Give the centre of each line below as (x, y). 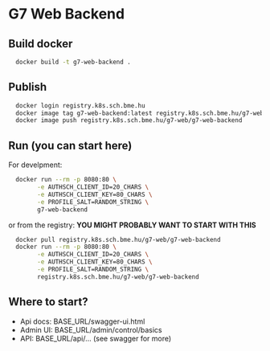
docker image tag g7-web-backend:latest (84, 113)
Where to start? (48, 302)
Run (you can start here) (70, 145)
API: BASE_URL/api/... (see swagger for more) (96, 338)
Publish (28, 87)
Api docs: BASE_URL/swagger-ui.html (82, 321)
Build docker (41, 44)
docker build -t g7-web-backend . (73, 62)
